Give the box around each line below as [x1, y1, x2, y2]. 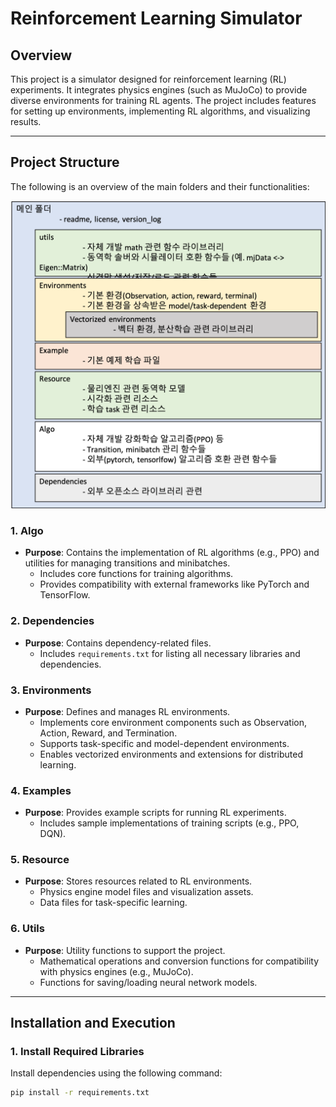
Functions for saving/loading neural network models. [39, 976, 258, 988]
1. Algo [10, 523, 44, 537]
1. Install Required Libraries [10, 1045, 145, 1059]
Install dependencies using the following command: [10, 1067, 223, 1079]
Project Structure [10, 154, 120, 171]
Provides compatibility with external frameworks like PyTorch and [39, 578, 310, 591]
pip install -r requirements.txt [10, 1088, 150, 1098]
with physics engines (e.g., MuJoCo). [39, 965, 194, 977]
